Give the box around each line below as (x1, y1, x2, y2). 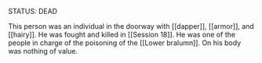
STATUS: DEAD (8, 7, 57, 16)
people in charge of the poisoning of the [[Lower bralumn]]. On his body (8, 38, 242, 47)
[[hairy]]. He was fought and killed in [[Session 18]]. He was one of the (8, 30, 236, 39)
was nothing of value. (8, 47, 78, 55)
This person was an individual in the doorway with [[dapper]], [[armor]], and (8, 22, 255, 30)
